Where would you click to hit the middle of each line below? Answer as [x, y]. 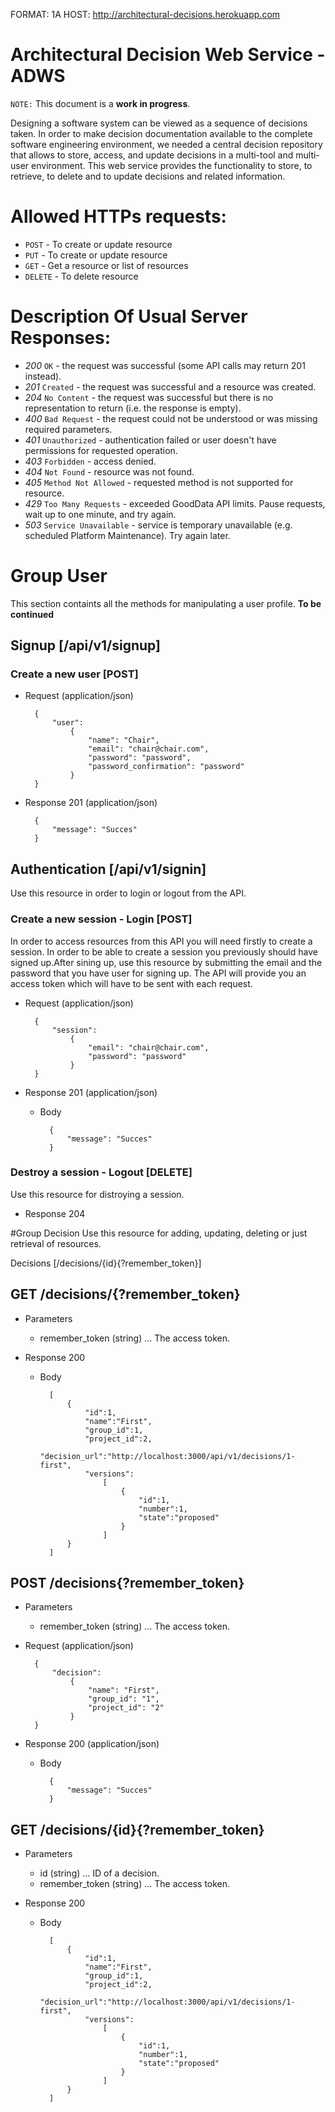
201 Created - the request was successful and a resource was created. [170, 386]
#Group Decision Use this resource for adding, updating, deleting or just [159, 1233]
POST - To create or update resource [98, 244]
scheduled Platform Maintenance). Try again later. [127, 535]
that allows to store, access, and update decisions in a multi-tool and [152, 155]
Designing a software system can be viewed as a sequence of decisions [159, 123]
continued [32, 614]
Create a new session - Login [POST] [101, 919]
